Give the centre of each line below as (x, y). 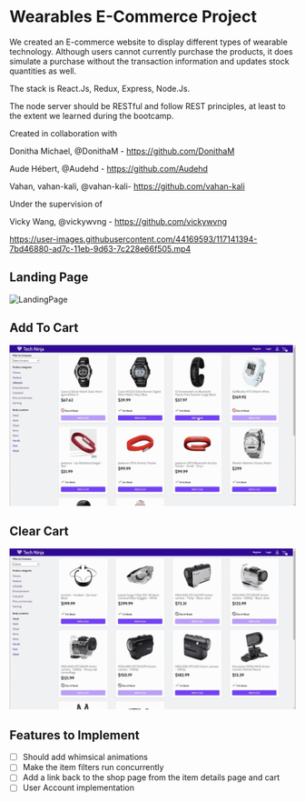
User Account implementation (78, 787)
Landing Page (49, 278)
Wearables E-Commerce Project (133, 17)
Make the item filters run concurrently (93, 767)
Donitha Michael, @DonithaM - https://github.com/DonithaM (122, 151)
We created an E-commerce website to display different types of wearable (148, 42)
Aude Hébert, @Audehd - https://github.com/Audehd (109, 168)
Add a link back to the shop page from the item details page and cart (151, 777)
